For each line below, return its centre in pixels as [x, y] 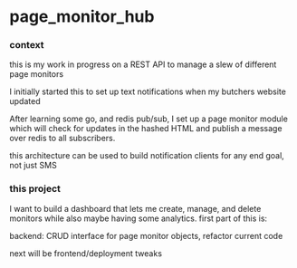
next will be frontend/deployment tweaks [86, 253]
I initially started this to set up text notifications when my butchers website [148, 91]
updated [25, 101]
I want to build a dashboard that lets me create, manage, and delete [135, 208]
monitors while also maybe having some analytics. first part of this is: [139, 218]
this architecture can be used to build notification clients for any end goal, [147, 156]
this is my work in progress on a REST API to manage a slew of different [143, 64]
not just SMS [33, 166]
